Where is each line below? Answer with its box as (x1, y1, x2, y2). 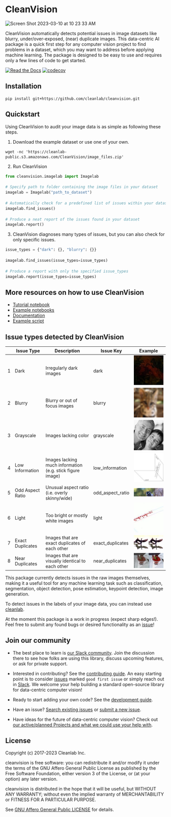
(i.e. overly (45, 490, 68, 496)
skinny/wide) (45, 495, 73, 501)
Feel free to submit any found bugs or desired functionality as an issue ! (5, 621, 155, 628)
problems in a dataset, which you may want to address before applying (5, 46, 154, 52)
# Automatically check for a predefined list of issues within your (5, 200, 154, 206)
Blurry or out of (45, 397, 77, 403)
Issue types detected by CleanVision (5, 333, 124, 341)
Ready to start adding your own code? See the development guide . (12, 696, 153, 702)
